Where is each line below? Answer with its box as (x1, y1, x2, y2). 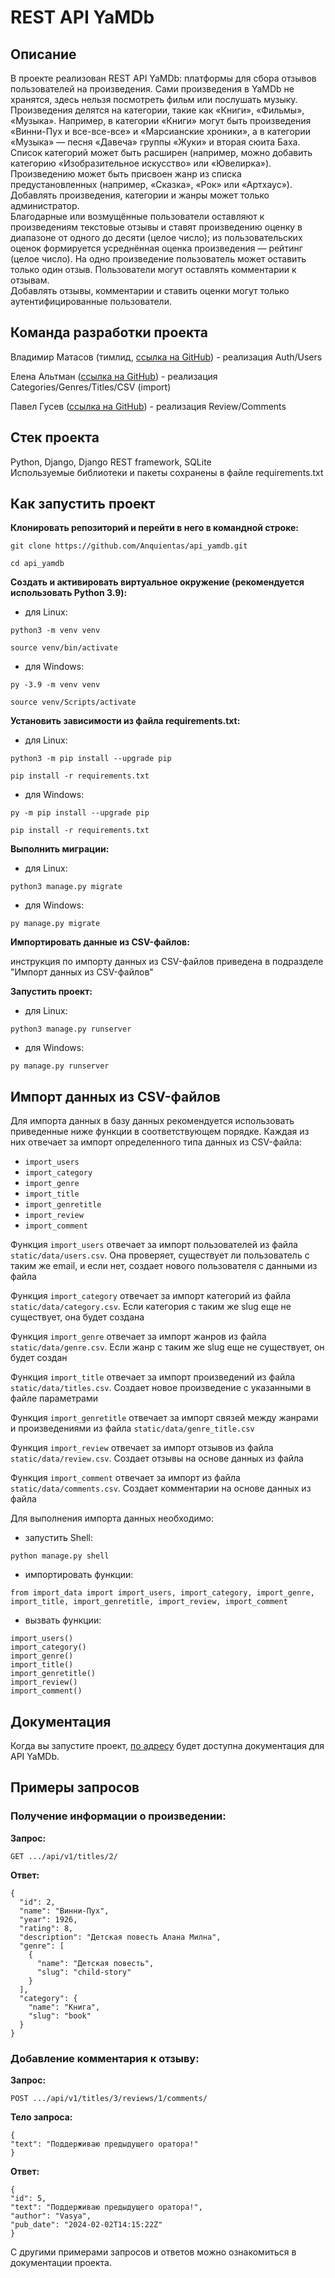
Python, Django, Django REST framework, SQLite (10, 456, 212, 468)
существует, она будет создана (10, 1311, 145, 1323)
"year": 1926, (19, 1914, 78, 1925)
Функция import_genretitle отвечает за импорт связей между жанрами (10, 1412, 319, 1424)
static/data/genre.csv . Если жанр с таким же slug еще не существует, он (10, 1341, 325, 1353)
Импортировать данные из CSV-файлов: (10, 936, 190, 948)
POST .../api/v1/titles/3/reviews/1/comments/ (10, 2094, 208, 2104)
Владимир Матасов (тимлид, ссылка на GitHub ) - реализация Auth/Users (10, 351, 323, 363)
